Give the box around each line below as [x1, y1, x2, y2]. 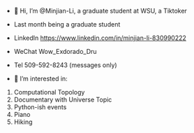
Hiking [13, 118, 33, 126]
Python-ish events [13, 103, 67, 111]
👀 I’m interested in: [13, 74, 68, 83]
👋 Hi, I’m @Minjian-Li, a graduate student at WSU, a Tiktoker [13, 7, 187, 15]
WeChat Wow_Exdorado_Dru [13, 48, 97, 55]
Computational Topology [13, 88, 85, 96]
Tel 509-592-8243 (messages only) [13, 61, 117, 69]
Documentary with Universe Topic [13, 95, 112, 104]
